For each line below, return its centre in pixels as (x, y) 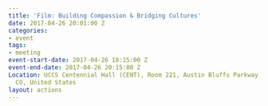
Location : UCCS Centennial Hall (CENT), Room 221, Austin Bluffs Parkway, (135, 75)
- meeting (25, 53)
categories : (28, 30)
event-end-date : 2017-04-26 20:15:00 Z (75, 68)
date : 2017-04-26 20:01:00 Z (57, 23)
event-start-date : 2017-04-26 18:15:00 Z (78, 61)
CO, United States (46, 82)
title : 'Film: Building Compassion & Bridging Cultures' (105, 16)
